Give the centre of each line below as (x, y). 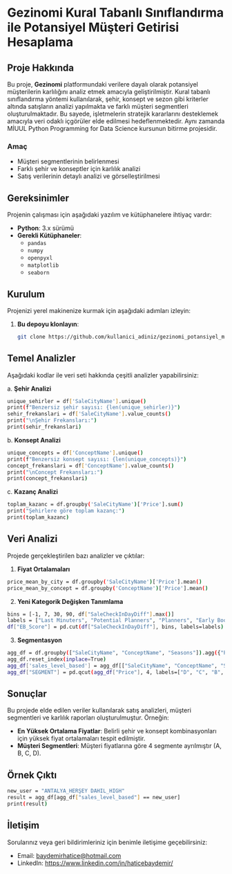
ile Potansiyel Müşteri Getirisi (93, 27)
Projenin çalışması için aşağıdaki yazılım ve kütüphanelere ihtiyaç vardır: (109, 215)
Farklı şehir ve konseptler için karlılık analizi (79, 169)
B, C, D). (29, 753)
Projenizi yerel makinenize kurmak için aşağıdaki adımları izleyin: (99, 310)
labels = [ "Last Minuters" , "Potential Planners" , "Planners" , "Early (111, 621)
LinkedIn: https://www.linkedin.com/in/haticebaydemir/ (95, 863)
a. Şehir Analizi (29, 389)
